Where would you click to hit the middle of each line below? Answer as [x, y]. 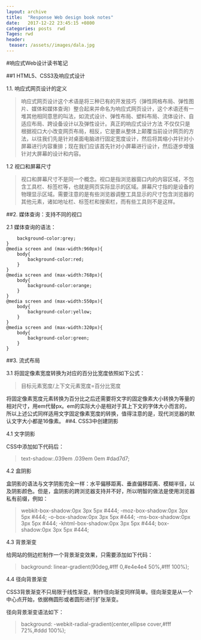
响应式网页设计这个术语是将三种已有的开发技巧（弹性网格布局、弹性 [105, 101]
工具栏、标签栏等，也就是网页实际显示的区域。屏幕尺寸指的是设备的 [110, 186]
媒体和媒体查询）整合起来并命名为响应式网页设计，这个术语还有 [110, 108]
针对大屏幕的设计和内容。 [52, 153]
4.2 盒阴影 [19, 470]
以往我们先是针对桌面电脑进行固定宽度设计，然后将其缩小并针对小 [113, 138]
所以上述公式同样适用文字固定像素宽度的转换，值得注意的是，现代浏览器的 [98, 413]
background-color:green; [59, 338]
